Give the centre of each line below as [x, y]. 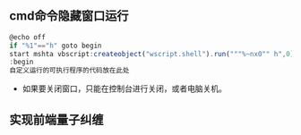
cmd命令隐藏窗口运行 [69, 16]
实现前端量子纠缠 [56, 119]
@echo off [28, 37]
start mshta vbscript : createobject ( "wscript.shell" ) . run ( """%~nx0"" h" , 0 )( [154, 54]
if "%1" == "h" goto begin [56, 46]
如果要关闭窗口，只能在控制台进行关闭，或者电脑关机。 [124, 89]
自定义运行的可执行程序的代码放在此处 [69, 71]
